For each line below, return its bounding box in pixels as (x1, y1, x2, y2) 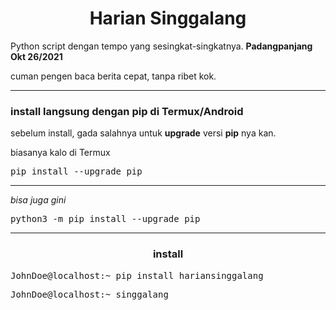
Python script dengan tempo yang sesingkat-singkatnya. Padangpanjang (10, 40, 313, 52)
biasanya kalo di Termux (10, 147, 111, 159)
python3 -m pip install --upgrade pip (10, 213, 201, 225)
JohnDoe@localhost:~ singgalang (10, 288, 169, 300)
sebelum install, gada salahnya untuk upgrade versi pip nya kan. (10, 127, 277, 139)
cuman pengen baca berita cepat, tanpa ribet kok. (10, 70, 217, 82)
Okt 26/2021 (10, 50, 63, 62)
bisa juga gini (10, 194, 67, 206)
